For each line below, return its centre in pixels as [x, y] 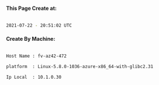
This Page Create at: [31, 8]
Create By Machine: [31, 38]
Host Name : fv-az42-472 [36, 56]
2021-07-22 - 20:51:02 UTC [39, 26]
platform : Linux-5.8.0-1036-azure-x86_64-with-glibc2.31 [80, 67]
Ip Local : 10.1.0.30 [34, 77]
